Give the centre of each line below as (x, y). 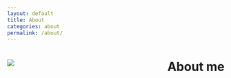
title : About (26, 20)
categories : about (33, 26)
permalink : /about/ (35, 33)
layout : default (30, 13)
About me (196, 67)
